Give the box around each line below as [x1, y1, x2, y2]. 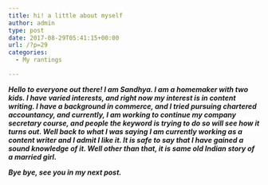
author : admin [8, 19, 56, 27]
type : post [8, 26, 45, 34]
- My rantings [15, 56, 62, 64]
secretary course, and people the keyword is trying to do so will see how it [8, 118, 260, 128]
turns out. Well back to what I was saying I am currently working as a [8, 126, 243, 136]
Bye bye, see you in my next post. [8, 168, 122, 177]
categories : [8, 48, 48, 56]
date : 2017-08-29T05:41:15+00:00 [8, 33, 120, 42]
